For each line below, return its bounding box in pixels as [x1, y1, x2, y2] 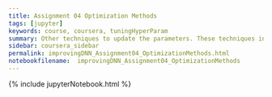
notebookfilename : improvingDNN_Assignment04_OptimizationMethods [8, 57, 241, 65]
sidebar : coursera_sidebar [8, 42, 100, 50]
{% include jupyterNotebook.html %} [8, 78, 132, 89]
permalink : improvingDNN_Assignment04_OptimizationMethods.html [8, 49, 230, 57]
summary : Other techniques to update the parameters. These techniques [8, 34, 255, 43]
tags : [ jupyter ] [8, 19, 63, 27]
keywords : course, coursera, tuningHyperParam [8, 27, 168, 35]
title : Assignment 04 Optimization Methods [8, 11, 158, 20]
